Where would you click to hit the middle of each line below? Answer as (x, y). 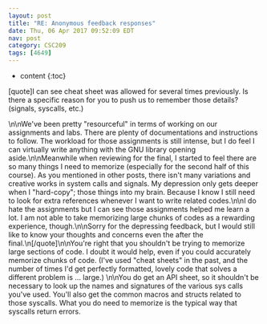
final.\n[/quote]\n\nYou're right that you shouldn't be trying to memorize (127, 243)
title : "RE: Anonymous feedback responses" (82, 23)
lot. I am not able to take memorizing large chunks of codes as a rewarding (131, 218)
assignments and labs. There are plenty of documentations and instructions (133, 132)
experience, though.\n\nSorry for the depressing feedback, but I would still (131, 226)
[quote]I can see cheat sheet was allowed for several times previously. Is (128, 91)
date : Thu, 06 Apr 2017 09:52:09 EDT (71, 30)
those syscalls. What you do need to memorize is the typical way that (123, 303)
